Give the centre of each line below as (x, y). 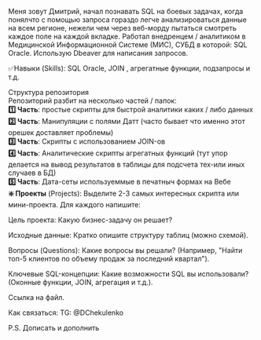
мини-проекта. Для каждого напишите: (75, 205)
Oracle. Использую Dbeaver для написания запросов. (98, 53)
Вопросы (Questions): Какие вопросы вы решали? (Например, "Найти (125, 250)
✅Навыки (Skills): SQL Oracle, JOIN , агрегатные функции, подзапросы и (129, 68)
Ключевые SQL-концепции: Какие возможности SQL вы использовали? (129, 274)
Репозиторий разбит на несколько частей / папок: (92, 101)
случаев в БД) (32, 173)
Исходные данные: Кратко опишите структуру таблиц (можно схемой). (129, 235)
